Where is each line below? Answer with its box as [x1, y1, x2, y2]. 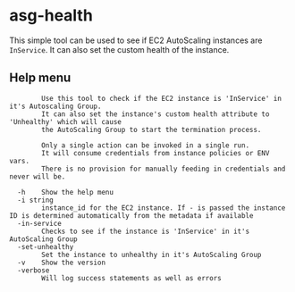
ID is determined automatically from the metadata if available [9, 211, 254, 220]
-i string [17, 196, 54, 204]
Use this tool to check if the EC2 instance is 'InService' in [41, 94, 282, 103]
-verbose [17, 265, 50, 275]
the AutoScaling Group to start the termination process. [41, 125, 262, 134]
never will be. [9, 171, 66, 181]
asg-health [9, 5, 94, 26]
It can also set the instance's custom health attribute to [41, 109, 270, 119]
